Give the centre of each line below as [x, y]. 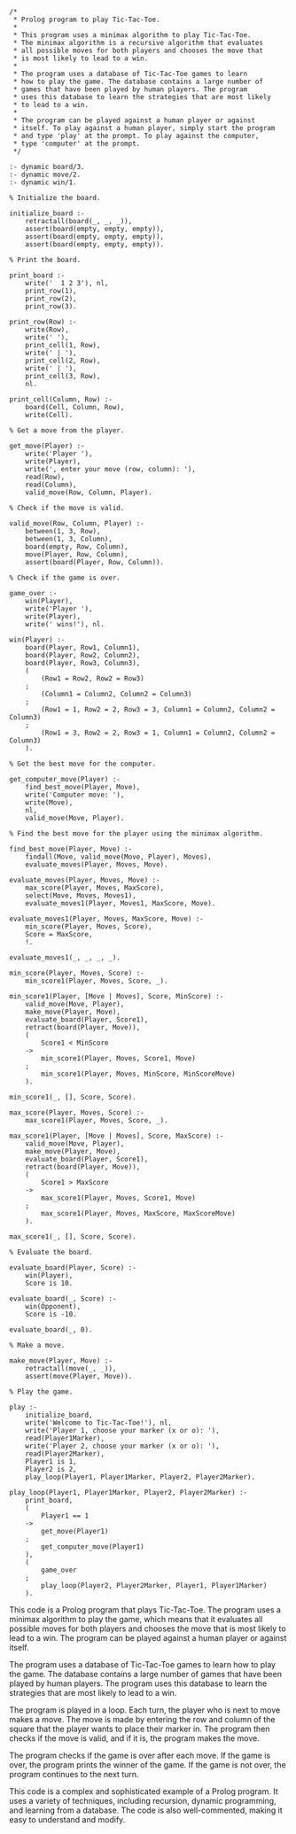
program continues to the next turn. [74, 1774]
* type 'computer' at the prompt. [77, 144]
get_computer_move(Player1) [93, 1547]
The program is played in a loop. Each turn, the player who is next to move [145, 1710]
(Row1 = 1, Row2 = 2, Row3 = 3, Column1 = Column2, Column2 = [158, 710]
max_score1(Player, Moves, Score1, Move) [119, 1198]
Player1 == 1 [65, 1516]
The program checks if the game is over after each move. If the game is [140, 1755]
